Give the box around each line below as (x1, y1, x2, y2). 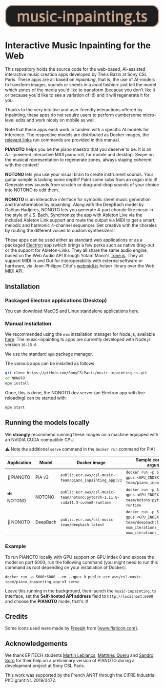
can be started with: (26, 395, 67, 401)
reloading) (5, 395, 26, 401)
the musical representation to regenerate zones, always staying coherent (5, 157, 152, 163)
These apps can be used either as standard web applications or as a (5, 237, 143, 243)
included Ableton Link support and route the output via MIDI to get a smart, (5, 217, 156, 223)
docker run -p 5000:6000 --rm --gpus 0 (5, 574, 86, 579)
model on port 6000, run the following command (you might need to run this (5, 559, 158, 565)
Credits (5, 612, 28, 621)
